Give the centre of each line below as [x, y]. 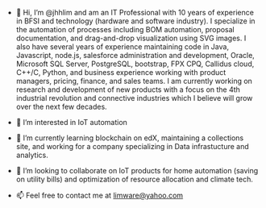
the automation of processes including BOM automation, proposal [125, 29]
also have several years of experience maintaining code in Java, [123, 47]
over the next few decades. [61, 106]
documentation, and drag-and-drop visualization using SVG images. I [131, 38]
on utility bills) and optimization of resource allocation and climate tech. [135, 179]
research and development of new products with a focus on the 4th [128, 89]
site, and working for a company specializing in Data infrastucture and [133, 146]
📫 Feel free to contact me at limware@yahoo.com [100, 195]
